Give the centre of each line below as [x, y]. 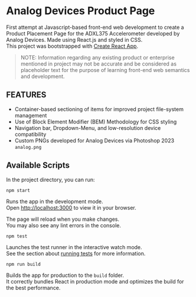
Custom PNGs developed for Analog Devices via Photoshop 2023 [94, 141]
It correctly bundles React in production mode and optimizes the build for [95, 281]
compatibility [30, 134]
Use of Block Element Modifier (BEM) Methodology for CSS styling [96, 122]
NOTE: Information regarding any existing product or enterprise [98, 57]
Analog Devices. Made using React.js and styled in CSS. [74, 40]
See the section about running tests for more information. [76, 253]
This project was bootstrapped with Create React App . [72, 46]
